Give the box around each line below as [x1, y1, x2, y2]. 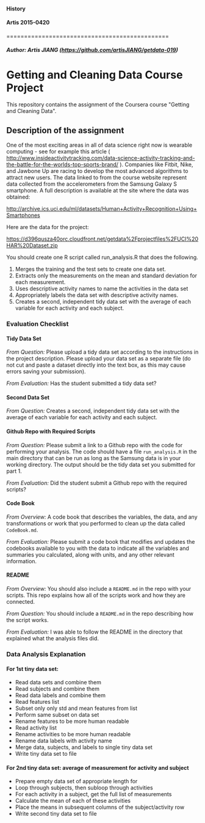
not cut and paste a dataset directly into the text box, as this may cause [6, 361, 186, 369]
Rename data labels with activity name [15, 737, 112, 745]
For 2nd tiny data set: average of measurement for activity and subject [6, 764, 189, 771]
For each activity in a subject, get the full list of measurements [15, 791, 172, 798]
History [6, 5, 26, 12]
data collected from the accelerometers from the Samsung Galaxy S [6, 180, 178, 188]
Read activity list [15, 724, 57, 731]
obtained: [6, 193, 31, 201]
